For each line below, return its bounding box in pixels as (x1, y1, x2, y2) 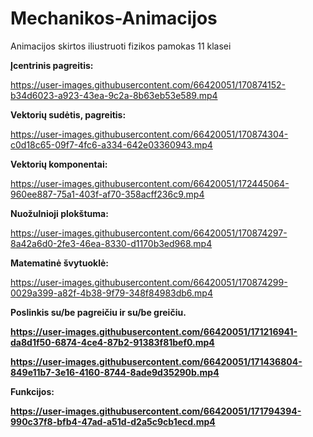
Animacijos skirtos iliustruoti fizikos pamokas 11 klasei (10, 40, 232, 52)
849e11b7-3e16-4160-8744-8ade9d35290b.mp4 (10, 366, 220, 378)
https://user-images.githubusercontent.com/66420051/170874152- (10, 78, 287, 91)
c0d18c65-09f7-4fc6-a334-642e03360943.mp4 (10, 138, 213, 151)
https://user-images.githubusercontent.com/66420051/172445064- (10, 177, 290, 189)
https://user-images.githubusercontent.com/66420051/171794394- (10, 405, 302, 417)
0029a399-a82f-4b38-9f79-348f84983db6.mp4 (10, 287, 213, 299)
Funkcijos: (10, 385, 55, 397)
